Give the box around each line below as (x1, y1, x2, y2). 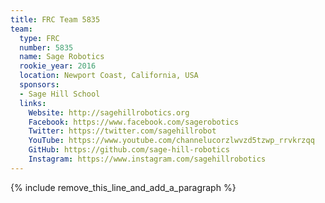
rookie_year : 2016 (19, 61, 97, 71)
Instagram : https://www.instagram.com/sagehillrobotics (28, 154, 267, 164)
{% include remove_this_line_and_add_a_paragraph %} (10, 181, 237, 193)
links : (19, 98, 47, 108)
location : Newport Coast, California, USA (19, 71, 199, 81)
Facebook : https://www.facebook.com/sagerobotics (28, 117, 240, 127)
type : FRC (19, 33, 60, 43)
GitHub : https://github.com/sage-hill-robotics (28, 145, 230, 155)
